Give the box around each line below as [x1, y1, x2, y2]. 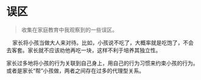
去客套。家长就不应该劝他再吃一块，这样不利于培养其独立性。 [6, 46, 161, 54]
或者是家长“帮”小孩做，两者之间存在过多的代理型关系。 [6, 67, 145, 74]
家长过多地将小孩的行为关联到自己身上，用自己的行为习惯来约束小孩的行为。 [6, 59, 199, 67]
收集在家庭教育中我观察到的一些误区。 [21, 26, 118, 33]
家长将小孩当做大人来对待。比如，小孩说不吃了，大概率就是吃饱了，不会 [12, 39, 194, 46]
